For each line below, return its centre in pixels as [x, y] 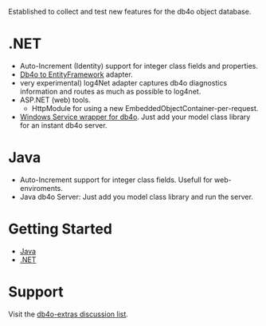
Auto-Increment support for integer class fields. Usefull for [116, 180]
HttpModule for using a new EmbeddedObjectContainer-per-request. [145, 108]
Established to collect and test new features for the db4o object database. [130, 12]
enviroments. [41, 188]
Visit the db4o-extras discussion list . [68, 314]
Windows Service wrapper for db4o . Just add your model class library [135, 117]
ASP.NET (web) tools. [55, 100]
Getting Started [61, 229]
